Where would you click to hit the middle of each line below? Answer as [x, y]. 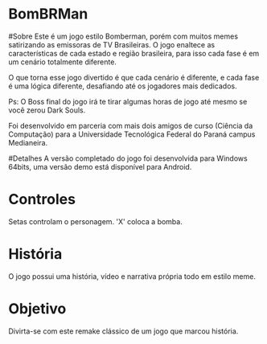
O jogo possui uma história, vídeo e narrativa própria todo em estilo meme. [132, 276]
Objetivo [37, 309]
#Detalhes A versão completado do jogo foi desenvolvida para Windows [128, 158]
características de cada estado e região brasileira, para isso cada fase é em [134, 53]
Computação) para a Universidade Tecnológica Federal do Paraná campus [132, 134]
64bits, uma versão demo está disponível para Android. [100, 166]
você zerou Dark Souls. [47, 110]
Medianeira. [28, 142]
